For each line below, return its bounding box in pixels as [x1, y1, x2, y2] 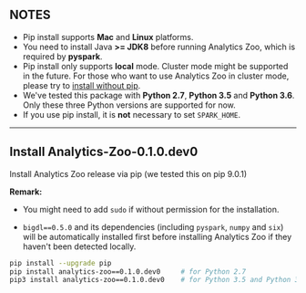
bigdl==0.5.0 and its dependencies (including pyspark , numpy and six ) [22, 221, 284, 232]
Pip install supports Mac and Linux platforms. [22, 31, 194, 42]
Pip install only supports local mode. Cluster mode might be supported [22, 60, 289, 71]
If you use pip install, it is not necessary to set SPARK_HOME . [22, 109, 241, 120]
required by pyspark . [22, 50, 103, 62]
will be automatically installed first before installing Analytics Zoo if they [22, 231, 292, 242]
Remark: [9, 186, 43, 197]
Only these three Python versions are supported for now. [22, 99, 237, 110]
